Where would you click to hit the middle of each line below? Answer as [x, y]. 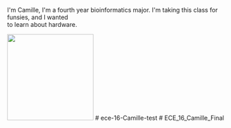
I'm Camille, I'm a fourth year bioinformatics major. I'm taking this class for [113, 10]
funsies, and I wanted [38, 17]
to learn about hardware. [42, 24]
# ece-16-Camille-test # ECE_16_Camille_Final [159, 118]
